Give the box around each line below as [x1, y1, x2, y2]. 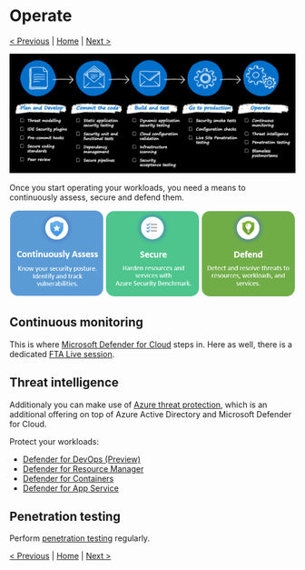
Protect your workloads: [9, 435, 100, 446]
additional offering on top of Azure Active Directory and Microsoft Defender [9, 408, 292, 419]
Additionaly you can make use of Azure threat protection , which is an [9, 399, 268, 410]
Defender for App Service [22, 483, 120, 494]
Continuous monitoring [9, 315, 143, 330]
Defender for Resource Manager [22, 463, 144, 474]
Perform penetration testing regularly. [9, 533, 151, 544]
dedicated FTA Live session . [9, 348, 115, 359]
